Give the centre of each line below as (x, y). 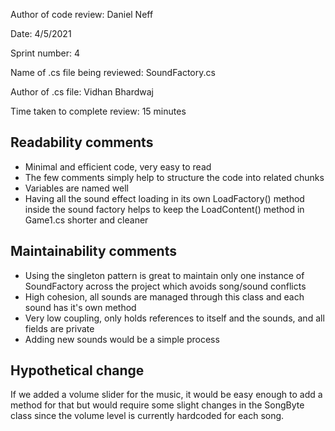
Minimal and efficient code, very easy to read (118, 166)
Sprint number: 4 (45, 53)
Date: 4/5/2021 (41, 33)
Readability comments (82, 142)
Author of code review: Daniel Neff (82, 14)
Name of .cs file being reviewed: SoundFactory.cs (113, 72)
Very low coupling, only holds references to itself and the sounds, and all (174, 318)
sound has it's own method (80, 307)
